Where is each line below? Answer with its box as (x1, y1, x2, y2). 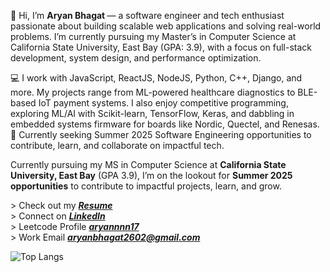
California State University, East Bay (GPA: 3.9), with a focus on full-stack (10, 41, 312, 53)
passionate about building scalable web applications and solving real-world (10, 20, 322, 32)
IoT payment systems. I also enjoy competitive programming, (38, 97, 289, 109)
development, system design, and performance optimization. (10, 52, 262, 64)
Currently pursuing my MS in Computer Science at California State (10, 159, 287, 170)
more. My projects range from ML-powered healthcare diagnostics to (10, 86, 296, 98)
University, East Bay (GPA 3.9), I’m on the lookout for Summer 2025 (10, 170, 293, 181)
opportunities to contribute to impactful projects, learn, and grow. (10, 180, 282, 192)
